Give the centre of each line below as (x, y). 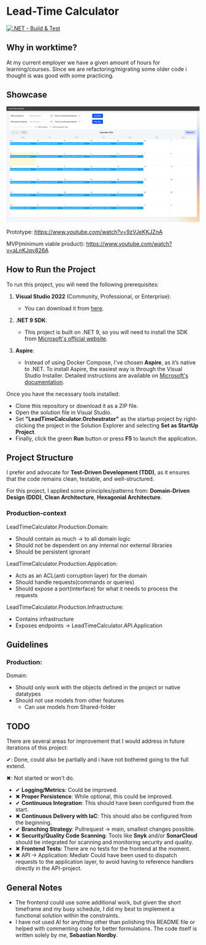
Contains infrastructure (44, 619)
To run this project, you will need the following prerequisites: (83, 284)
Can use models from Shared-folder (70, 707)
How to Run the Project (51, 269)
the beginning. (33, 823)
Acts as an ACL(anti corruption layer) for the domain (81, 575)
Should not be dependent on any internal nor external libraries (94, 545)
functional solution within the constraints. (67, 916)
